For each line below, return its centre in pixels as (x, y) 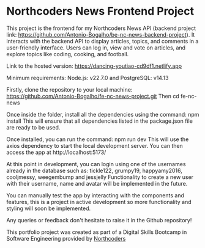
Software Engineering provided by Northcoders (66, 238)
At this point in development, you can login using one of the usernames (96, 164)
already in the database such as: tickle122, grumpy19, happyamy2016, (94, 170)
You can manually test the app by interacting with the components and (95, 195)
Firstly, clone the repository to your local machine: (69, 89)
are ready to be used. (33, 127)
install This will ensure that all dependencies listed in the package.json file (99, 121)
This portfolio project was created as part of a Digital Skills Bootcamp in (97, 232)
